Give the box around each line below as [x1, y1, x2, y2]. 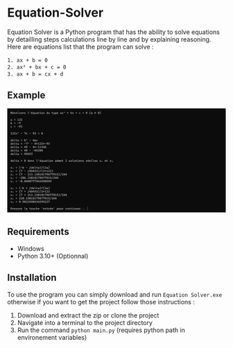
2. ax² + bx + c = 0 [7, 64, 67, 71]
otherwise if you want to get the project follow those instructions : [7, 297, 196, 306]
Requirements [7, 226, 69, 238]
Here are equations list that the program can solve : [7, 42, 154, 51]
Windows [17, 244, 44, 252]
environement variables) [17, 333, 87, 341]
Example [7, 89, 46, 101]
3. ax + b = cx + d [7, 71, 64, 78]
